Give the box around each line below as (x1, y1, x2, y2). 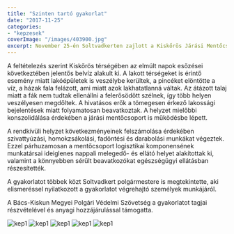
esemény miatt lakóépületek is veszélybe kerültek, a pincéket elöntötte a (7, 77, 216, 84)
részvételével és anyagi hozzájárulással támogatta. (7, 206, 153, 214)
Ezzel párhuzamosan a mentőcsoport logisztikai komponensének (7, 142, 194, 150)
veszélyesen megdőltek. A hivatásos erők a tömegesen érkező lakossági (7, 99, 216, 107)
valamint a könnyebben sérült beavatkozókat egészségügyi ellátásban (7, 157, 209, 164)
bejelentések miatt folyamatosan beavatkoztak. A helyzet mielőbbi (7, 106, 197, 114)
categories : (7, 23, 42, 30)
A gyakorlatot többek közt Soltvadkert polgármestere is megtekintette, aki (7, 178, 219, 185)
